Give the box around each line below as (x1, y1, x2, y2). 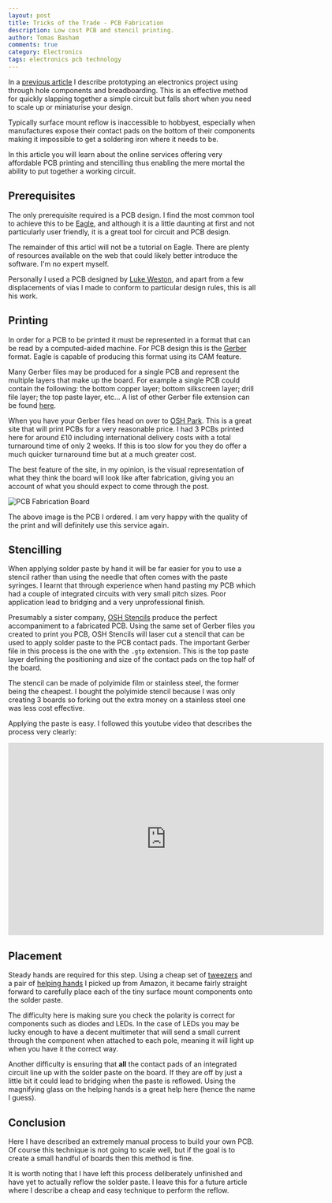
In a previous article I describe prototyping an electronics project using (8, 77, 238, 87)
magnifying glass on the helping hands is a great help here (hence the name (8, 1085, 256, 1094)
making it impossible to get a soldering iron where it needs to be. (8, 134, 219, 144)
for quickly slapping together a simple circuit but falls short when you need (8, 94, 252, 103)
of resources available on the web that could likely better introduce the (8, 250, 238, 260)
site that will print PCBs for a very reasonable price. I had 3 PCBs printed (8, 424, 244, 434)
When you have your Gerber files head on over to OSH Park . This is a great (8, 416, 252, 425)
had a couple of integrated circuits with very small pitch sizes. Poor (8, 589, 226, 599)
